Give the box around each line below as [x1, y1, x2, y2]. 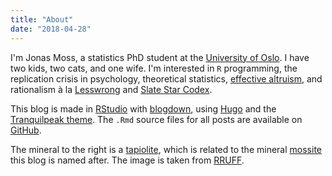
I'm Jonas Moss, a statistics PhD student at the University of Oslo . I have [10, 51, 310, 63]
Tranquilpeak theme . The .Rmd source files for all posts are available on [10, 113, 303, 125]
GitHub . [10, 124, 42, 136]
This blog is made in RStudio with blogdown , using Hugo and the [10, 102, 277, 115]
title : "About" [10, 14, 74, 25]
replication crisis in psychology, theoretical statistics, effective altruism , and [10, 72, 323, 85]
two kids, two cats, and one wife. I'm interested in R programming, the [10, 62, 298, 74]
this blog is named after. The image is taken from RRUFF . [10, 154, 245, 166]
